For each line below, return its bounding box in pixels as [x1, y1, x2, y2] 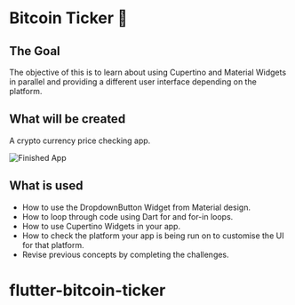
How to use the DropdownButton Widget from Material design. [21, 202, 251, 213]
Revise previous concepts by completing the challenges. [21, 249, 229, 260]
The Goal [9, 44, 60, 59]
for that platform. [21, 239, 84, 250]
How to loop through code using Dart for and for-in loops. [21, 211, 234, 221]
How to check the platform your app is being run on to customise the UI [21, 230, 284, 241]
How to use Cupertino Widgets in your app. [21, 221, 180, 231]
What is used [9, 178, 84, 194]
